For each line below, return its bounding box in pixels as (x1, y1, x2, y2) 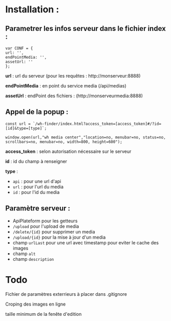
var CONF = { (5, 46, 33, 51)
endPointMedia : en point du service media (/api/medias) (5, 83, 126, 88)
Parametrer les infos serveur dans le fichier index (5, 24, 166, 33)
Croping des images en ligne (5, 301, 66, 307)
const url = (5, 121, 31, 127)
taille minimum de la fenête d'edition (5, 311, 82, 317)
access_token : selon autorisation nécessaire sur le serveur (5, 148, 132, 154)
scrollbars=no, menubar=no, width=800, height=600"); (5, 139, 123, 145)
